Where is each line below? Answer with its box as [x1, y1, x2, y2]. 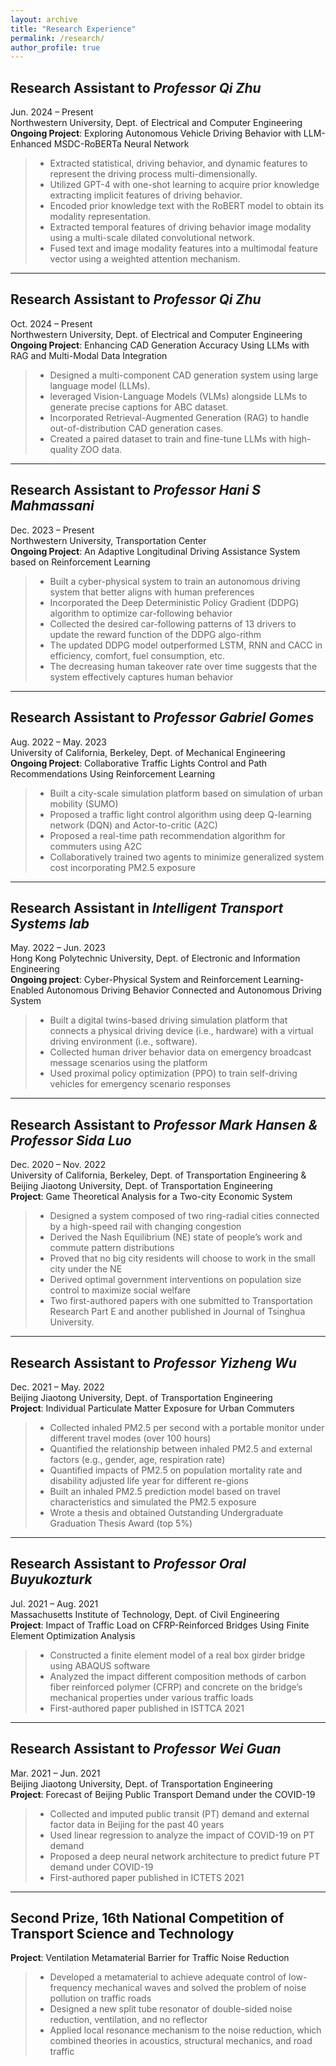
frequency [49, 1982, 93, 1994]
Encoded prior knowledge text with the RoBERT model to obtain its [49, 200, 325, 212]
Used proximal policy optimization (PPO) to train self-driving [49, 1067, 298, 1080]
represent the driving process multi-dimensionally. [49, 168, 258, 180]
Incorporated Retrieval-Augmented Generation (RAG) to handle [49, 411, 310, 423]
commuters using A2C [49, 840, 143, 852]
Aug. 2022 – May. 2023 [10, 736, 107, 748]
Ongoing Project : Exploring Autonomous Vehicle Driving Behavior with [10, 127, 302, 140]
